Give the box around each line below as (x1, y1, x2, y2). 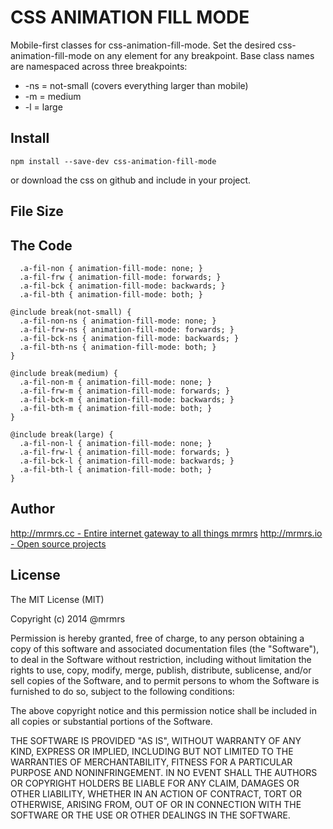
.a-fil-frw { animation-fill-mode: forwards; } (19, 272, 222, 282)
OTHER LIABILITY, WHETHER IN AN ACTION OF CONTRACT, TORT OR (10, 787, 302, 800)
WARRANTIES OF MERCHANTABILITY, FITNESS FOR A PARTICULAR (10, 756, 293, 768)
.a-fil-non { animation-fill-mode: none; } (19, 263, 203, 273)
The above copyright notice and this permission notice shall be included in (10, 704, 317, 716)
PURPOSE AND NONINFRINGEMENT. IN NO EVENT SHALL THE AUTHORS (10, 766, 318, 778)
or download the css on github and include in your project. (10, 174, 252, 186)
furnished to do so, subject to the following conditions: (10, 685, 235, 697)
